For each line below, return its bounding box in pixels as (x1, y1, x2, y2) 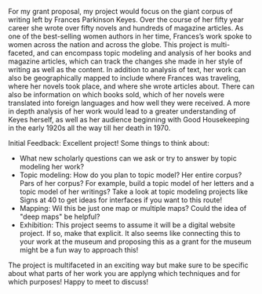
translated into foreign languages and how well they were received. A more (8, 98, 251, 107)
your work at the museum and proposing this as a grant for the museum (19, 237, 253, 246)
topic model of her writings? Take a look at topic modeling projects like (19, 187, 249, 196)
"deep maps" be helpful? (19, 212, 100, 221)
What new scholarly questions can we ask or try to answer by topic (19, 154, 237, 163)
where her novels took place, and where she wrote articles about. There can (8, 82, 255, 91)
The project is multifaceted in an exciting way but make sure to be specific (8, 260, 249, 270)
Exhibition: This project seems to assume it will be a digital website (19, 220, 235, 230)
